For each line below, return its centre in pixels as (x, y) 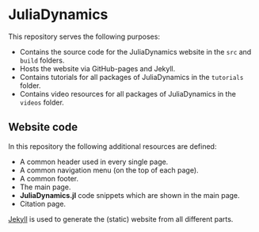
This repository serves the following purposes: (84, 36)
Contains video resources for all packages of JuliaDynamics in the (128, 93)
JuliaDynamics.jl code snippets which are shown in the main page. (129, 195)
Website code (43, 127)
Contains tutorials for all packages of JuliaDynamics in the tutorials (131, 77)
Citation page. (42, 203)
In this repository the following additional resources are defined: (112, 146)
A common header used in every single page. (94, 162)
